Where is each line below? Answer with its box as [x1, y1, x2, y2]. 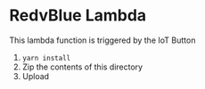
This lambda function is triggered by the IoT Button [9, 35, 196, 45]
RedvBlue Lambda [9, 5, 147, 26]
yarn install [21, 53, 71, 62]
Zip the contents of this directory [21, 61, 143, 72]
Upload [21, 70, 50, 81]
